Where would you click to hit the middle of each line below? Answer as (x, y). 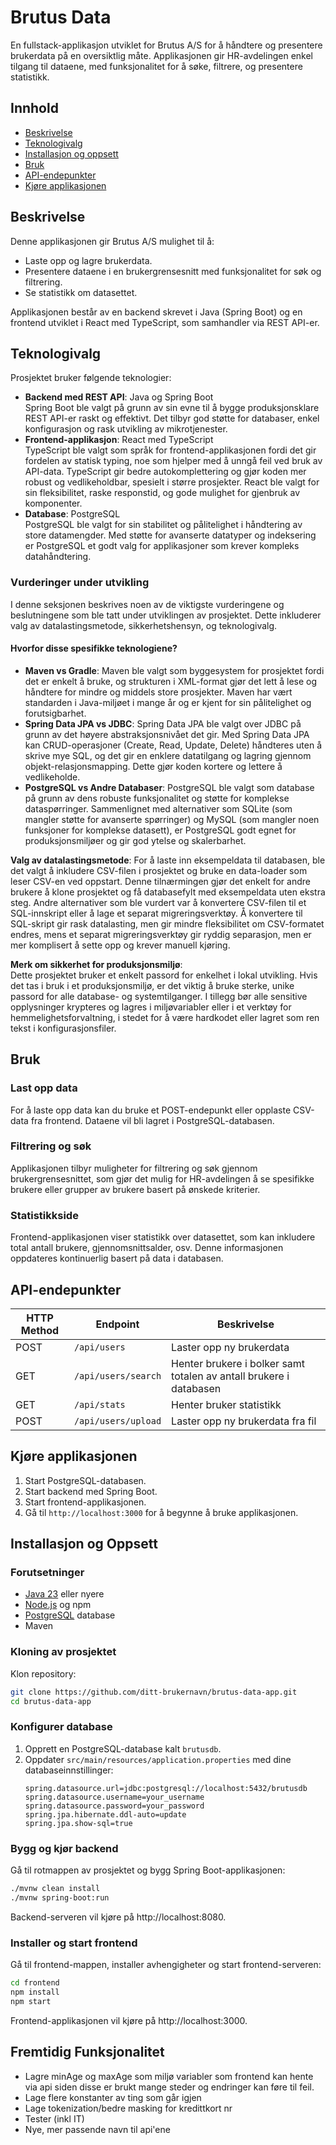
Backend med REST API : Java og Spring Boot (119, 397)
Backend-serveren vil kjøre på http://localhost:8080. (118, 1917)
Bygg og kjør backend (64, 1848)
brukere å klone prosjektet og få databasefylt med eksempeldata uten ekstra (168, 892)
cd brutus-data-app (51, 1701)
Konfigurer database (61, 1727)
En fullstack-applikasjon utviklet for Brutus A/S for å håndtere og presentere (166, 45)
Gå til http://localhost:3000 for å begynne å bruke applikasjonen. (161, 1512)
